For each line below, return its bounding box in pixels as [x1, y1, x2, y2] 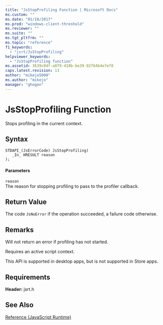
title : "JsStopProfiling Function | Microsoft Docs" [5, 7, 118, 13]
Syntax [5, 135, 28, 143]
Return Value [5, 197, 47, 206]
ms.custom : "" [5, 12, 35, 17]
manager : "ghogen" [5, 82, 44, 87]
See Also [5, 301, 34, 309]
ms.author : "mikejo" [5, 77, 49, 82]
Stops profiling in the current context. [5, 120, 83, 126]
